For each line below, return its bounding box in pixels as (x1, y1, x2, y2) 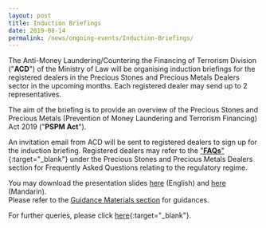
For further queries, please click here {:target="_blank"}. (8, 210, 192, 220)
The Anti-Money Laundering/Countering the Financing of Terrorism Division (8, 56, 257, 65)
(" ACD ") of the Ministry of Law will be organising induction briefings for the (8, 65, 256, 74)
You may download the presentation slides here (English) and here (8, 179, 227, 188)
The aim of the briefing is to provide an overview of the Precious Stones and (8, 105, 259, 115)
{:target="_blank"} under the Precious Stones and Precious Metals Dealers (8, 155, 253, 164)
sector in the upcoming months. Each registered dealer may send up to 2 (8, 81, 248, 91)
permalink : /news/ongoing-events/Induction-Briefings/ (8, 33, 194, 42)
